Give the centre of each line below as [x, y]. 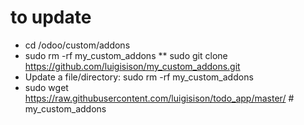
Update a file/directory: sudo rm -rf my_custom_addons [139, 77]
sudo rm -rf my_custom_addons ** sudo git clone [126, 55]
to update [51, 17]
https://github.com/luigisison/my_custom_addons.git [132, 66]
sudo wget [46, 87]
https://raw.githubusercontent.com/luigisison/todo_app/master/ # [159, 98]
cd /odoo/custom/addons [77, 45]
